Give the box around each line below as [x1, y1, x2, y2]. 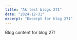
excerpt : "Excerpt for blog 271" [5, 16, 73, 21]
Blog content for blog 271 [5, 30, 56, 36]
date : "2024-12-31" [5, 12, 45, 17]
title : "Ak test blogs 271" [5, 7, 62, 12]
